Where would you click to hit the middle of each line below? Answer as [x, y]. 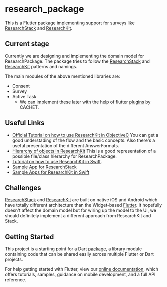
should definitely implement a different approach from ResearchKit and [78, 216]
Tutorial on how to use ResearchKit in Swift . [57, 161]
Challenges [23, 188]
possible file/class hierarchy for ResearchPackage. [65, 156]
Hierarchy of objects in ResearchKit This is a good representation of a [84, 151]
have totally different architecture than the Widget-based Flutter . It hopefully [84, 205]
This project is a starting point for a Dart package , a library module [74, 249]
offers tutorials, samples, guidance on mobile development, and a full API [80, 275]
